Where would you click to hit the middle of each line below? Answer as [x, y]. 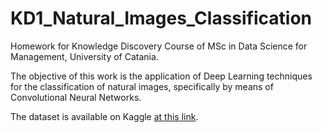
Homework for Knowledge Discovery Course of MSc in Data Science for [159, 46]
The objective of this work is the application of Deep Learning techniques [161, 76]
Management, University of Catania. [84, 56]
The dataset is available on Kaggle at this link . [104, 116]
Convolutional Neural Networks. [76, 97]
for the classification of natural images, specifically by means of [142, 86]
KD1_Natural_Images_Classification [161, 18]
